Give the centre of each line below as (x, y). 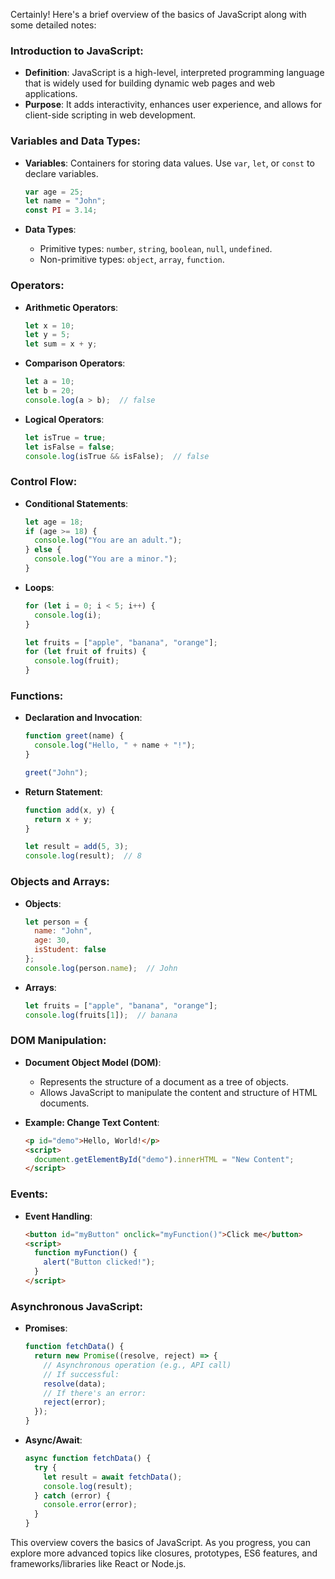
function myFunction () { (86, 1253)
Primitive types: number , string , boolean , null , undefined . (156, 249)
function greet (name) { (74, 736)
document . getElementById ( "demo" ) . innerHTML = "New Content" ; (164, 1159)
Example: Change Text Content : (92, 1122)
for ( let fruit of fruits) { (85, 652)
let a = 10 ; (49, 382)
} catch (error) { (72, 1495)
